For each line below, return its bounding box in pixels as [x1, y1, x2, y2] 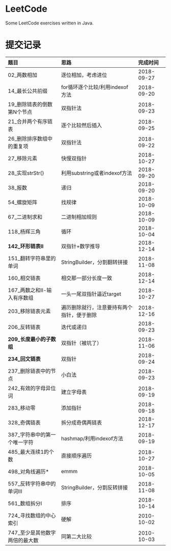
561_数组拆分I [8, 500, 42, 507]
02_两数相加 [8, 71, 38, 78]
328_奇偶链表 [8, 419, 41, 426]
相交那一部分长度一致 [61, 274, 112, 282]
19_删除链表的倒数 [8, 100, 53, 107]
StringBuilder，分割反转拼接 [61, 484, 128, 491]
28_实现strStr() [8, 169, 44, 176]
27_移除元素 [8, 155, 38, 162]
